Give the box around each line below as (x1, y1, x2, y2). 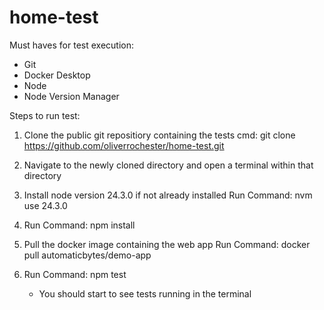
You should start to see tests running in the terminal (38, 287, 252, 300)
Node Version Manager (23, 90, 120, 102)
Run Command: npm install (23, 219, 136, 231)
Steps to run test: (9, 109, 81, 121)
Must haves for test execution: (9, 39, 135, 51)
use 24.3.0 (23, 199, 68, 211)
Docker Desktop (23, 69, 91, 81)
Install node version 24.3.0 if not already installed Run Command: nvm (23, 189, 313, 201)
